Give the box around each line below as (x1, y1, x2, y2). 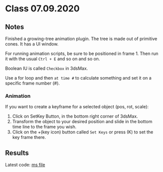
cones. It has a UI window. (5, 41, 59, 47)
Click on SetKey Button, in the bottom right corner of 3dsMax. (12, 113, 138, 119)
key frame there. (12, 134, 46, 140)
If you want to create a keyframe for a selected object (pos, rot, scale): (5, 104, 149, 110)
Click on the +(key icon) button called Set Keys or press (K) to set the (12, 129, 154, 135)
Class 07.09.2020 (5, 3, 80, 14)
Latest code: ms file (5, 162, 45, 168)
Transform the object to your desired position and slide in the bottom (12, 119, 153, 125)
